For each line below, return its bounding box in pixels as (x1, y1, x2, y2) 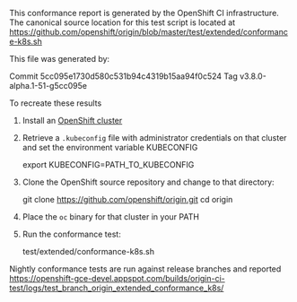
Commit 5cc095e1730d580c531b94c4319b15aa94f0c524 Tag (9, 71, 238, 82)
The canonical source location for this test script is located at (9, 17, 236, 28)
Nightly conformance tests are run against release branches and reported (9, 263, 282, 274)
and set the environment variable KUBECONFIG (22, 142, 198, 152)
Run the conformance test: (22, 229, 121, 239)
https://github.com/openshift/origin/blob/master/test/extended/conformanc (9, 27, 289, 37)
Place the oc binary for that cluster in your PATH (22, 211, 200, 222)
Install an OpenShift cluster (22, 116, 123, 125)
